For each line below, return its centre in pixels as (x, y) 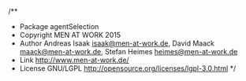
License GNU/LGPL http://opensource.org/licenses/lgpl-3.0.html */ (128, 68)
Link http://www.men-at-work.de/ (74, 60)
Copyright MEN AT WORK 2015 (70, 35)
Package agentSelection (59, 26)
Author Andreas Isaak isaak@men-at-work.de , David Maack (117, 43)
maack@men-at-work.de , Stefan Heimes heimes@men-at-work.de (129, 52)
